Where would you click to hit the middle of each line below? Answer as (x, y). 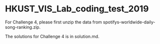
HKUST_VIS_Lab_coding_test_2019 (77, 9)
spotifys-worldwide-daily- (129, 22)
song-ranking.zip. (23, 27)
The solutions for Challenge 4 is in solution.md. (52, 36)
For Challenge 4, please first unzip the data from (53, 22)
